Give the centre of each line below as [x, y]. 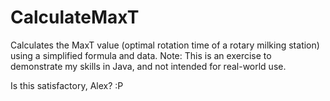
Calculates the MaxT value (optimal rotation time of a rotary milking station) [165, 45]
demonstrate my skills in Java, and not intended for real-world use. [148, 66]
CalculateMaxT [75, 17]
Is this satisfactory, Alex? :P [67, 85]
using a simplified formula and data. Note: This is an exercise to [141, 55]
